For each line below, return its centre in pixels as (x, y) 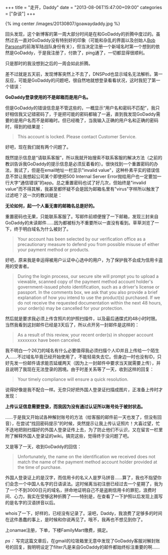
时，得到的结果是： (25, 126)
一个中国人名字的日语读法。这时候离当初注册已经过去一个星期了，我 (88, 484)
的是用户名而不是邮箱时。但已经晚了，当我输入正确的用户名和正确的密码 (84, 120)
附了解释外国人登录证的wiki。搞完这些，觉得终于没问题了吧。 (68, 436)
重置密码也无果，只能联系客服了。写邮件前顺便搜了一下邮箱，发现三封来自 (82, 216)
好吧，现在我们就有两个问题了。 (38, 147)
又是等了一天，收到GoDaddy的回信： (43, 447)
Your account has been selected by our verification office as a (81, 239)
